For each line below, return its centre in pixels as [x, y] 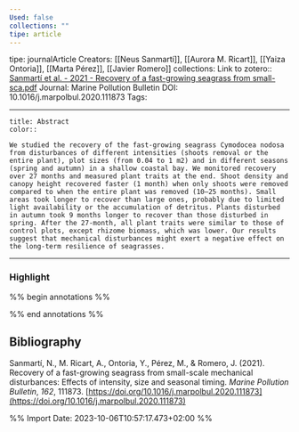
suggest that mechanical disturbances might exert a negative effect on [147, 239]
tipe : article [36, 34]
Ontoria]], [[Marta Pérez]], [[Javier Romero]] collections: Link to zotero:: [141, 69]
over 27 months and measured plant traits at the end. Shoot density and [149, 176]
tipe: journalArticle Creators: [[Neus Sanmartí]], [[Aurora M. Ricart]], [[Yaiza [148, 60]
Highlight [30, 277]
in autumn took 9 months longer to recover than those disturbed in [139, 216]
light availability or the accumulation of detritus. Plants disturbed [145, 208]
